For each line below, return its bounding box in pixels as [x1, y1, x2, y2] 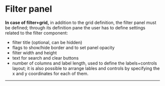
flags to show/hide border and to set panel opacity [12, 44, 115, 50]
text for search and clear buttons [12, 55, 79, 61]
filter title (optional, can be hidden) [12, 39, 82, 45]
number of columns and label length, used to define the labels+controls [12, 60, 157, 66]
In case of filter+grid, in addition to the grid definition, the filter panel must [5, 20, 157, 25]
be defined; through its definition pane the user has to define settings [5, 24, 146, 30]
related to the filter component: [5, 30, 68, 36]
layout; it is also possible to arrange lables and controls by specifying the [12, 65, 160, 71]
